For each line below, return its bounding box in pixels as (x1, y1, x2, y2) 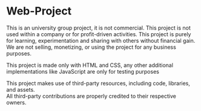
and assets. (6, 86, 35, 93)
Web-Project (6, 4, 72, 18)
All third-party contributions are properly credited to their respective (6, 92, 177, 100)
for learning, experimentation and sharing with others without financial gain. (6, 37, 196, 44)
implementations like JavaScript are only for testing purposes (6, 68, 159, 75)
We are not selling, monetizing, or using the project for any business (6, 43, 177, 51)
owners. (6, 98, 27, 106)
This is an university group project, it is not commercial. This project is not (6, 24, 191, 31)
